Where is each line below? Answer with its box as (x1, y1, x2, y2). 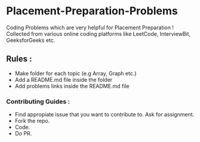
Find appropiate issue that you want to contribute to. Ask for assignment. (14, 111, 195, 118)
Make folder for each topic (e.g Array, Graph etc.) (14, 70, 137, 77)
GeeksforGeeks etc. (6, 36, 56, 44)
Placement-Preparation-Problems (6, 4, 178, 18)
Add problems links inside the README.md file (14, 82, 130, 89)
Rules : (6, 54, 32, 64)
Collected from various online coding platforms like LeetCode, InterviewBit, (6, 30, 191, 37)
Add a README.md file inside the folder (14, 76, 113, 83)
